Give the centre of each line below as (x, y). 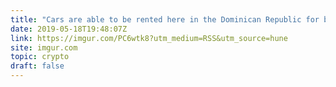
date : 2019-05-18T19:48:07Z (69, 29)
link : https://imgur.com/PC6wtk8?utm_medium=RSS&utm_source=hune (149, 38)
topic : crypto (40, 57)
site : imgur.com (44, 47)
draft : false (37, 66)
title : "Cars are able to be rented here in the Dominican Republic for (165, 19)
